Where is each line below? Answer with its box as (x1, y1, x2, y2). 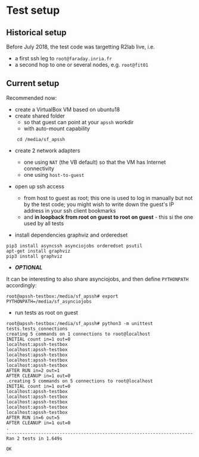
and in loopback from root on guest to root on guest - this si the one (23, 213, 194, 220)
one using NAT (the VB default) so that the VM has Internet (23, 158, 166, 165)
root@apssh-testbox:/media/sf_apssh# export (6, 293, 119, 299)
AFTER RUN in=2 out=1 (6, 367, 60, 373)
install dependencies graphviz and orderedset (14, 231, 128, 238)
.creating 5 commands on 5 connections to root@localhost (6, 378, 153, 384)
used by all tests (23, 219, 64, 227)
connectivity (23, 165, 55, 172)
